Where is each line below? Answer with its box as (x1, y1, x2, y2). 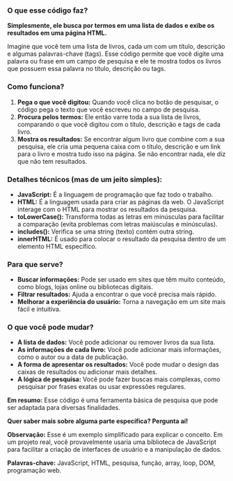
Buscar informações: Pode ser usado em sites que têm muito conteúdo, (17, 275, 226, 284)
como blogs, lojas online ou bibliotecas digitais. (17, 283, 153, 291)
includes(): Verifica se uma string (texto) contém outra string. (17, 227, 195, 236)
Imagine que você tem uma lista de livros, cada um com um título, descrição (7, 43, 225, 51)
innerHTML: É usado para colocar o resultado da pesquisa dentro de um (17, 234, 226, 243)
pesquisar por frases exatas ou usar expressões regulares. (17, 383, 186, 391)
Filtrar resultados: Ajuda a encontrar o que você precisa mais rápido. (17, 290, 217, 298)
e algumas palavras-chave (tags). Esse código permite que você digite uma (7, 49, 224, 58)
